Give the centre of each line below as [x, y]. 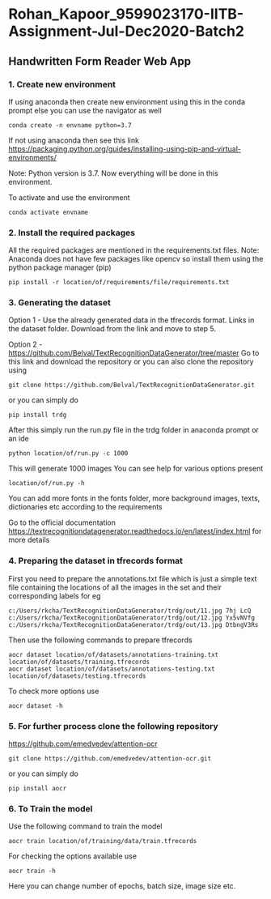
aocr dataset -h [36, 705]
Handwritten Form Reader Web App [100, 61]
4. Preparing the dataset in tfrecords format [96, 561]
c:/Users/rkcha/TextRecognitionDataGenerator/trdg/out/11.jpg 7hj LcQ [130, 611]
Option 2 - [25, 344]
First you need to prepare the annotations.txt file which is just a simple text [133, 578]
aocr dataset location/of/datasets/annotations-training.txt [114, 654]
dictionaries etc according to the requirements [86, 507]
